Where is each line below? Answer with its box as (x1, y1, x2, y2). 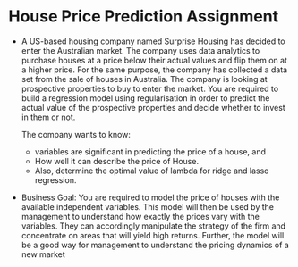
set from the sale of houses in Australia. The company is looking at (21, 73, 268, 84)
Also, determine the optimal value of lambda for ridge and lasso (34, 165, 269, 176)
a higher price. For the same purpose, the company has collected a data (21, 64, 288, 75)
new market (21, 248, 66, 260)
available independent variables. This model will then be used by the (21, 201, 275, 212)
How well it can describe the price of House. (34, 155, 199, 166)
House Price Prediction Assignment (8, 6, 279, 27)
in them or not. (21, 112, 76, 122)
